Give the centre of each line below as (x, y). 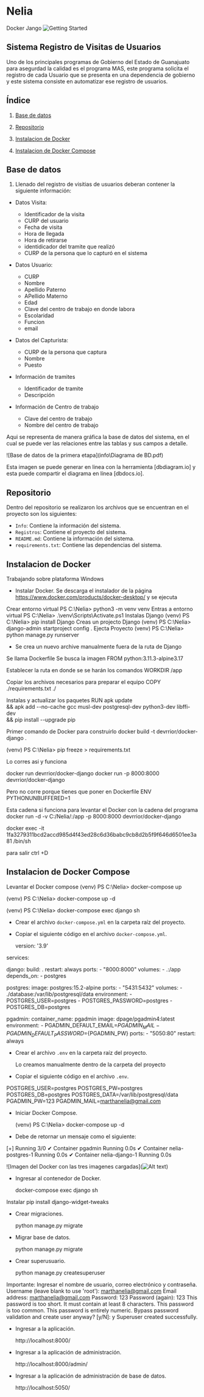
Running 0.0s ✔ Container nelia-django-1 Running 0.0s (103, 1155)
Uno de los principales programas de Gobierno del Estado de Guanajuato (98, 62)
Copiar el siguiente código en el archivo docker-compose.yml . (91, 934)
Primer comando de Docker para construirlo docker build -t (81, 731)
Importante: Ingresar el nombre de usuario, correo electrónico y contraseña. (102, 1285)
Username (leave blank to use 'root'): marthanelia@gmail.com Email (91, 1291)
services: (18, 957)
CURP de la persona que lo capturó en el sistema (86, 253)
